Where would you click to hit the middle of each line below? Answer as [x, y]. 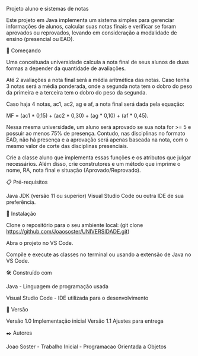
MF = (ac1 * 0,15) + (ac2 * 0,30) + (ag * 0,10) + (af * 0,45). [77, 116]
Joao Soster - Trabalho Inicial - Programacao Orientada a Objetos [87, 346]
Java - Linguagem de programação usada [57, 286]
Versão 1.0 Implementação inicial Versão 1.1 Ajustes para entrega [85, 321]
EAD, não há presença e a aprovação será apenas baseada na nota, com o [97, 140]
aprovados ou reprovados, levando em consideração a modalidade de [92, 33]
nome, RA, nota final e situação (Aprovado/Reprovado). [74, 170]
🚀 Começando [24, 51]
